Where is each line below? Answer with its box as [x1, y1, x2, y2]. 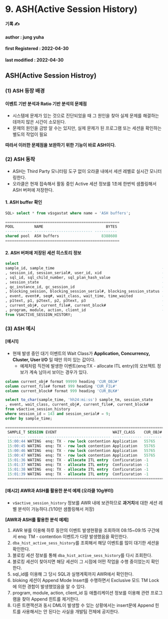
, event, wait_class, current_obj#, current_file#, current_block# [5, 402, 149, 407]
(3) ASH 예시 [5, 325, 35, 332]
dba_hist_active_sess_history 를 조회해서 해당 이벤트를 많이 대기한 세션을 [12, 539, 159, 545]
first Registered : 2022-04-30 [5, 45, 69, 51]
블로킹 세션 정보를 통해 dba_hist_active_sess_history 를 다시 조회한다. [12, 552, 152, 558]
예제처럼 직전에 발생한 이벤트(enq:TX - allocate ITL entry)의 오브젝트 [19, 362, 156, 368]
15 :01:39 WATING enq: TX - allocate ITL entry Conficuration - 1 [7, 471, 149, 476]
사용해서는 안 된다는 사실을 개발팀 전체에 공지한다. [21, 608, 119, 614]
